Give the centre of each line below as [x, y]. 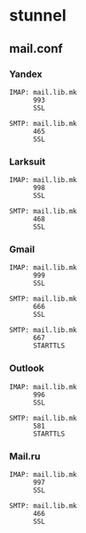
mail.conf [36, 49]
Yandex [26, 74]
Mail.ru [25, 456]
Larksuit [27, 162]
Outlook [27, 369]
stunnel [38, 16]
